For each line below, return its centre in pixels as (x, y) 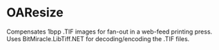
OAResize (35, 13)
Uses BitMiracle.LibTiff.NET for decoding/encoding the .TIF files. (98, 38)
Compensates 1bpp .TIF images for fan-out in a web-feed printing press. (109, 32)
